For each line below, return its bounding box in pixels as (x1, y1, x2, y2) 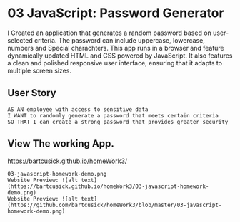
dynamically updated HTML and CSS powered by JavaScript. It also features (7, 51, 233, 60)
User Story (7, 87, 56, 99)
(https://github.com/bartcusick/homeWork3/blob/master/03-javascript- (7, 201, 222, 208)
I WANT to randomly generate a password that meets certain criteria (7, 112, 219, 119)
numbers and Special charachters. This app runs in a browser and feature (7, 43, 224, 52)
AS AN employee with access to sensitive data (7, 105, 149, 113)
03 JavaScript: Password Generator (7, 5, 224, 21)
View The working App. (7, 137, 114, 150)
